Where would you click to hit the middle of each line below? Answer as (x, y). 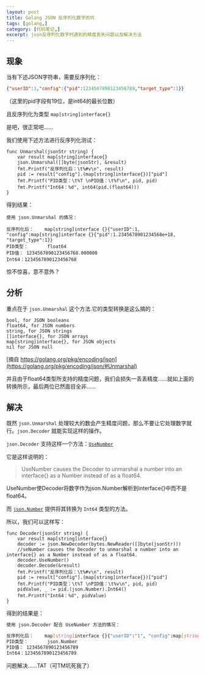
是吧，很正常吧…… (30, 127)
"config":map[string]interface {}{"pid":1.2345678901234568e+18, (91, 234)
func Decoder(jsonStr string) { (47, 534)
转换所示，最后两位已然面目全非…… (51, 386)
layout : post (23, 12)
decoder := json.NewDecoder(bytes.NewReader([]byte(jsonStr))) (99, 544)
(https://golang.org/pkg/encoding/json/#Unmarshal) (72, 366)
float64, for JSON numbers (41, 326)
